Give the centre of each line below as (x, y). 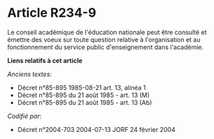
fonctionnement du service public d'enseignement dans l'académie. (106, 47)
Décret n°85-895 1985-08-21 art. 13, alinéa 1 (81, 87)
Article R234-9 (52, 13)
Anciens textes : (30, 74)
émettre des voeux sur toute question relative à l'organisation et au (104, 39)
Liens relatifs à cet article (45, 60)
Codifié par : (25, 116)
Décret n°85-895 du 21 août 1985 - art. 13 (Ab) (85, 102)
